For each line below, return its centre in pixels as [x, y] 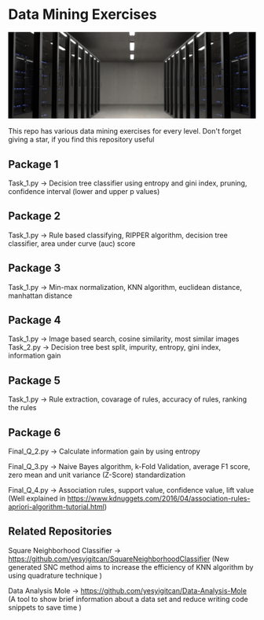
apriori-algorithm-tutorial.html [56, 507]
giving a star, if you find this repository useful [81, 140]
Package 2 [35, 216]
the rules [22, 408]
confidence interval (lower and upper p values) [84, 191]
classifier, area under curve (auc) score [72, 243]
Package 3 [35, 268]
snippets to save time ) [45, 607]
